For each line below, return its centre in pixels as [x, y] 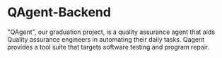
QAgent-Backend [59, 12]
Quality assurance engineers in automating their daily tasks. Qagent [106, 39]
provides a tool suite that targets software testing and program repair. [109, 47]
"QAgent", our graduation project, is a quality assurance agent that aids [111, 32]
